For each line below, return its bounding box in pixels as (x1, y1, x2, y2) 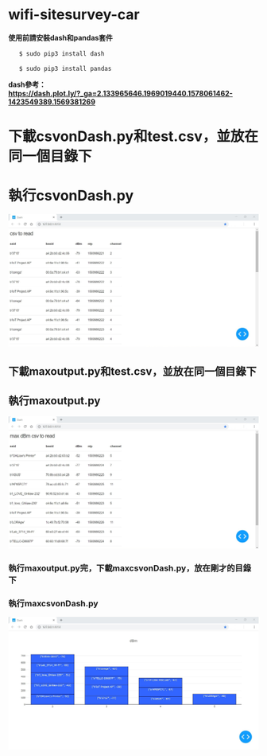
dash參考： (8, 80, 46, 89)
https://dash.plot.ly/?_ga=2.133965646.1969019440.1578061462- (8, 88, 233, 98)
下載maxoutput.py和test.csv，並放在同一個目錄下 (8, 364, 257, 378)
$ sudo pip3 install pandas (18, 64, 112, 72)
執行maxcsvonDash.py (8, 598, 99, 609)
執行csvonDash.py (8, 187, 133, 205)
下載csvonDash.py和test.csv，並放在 (8, 127, 258, 146)
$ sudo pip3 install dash (18, 49, 105, 57)
